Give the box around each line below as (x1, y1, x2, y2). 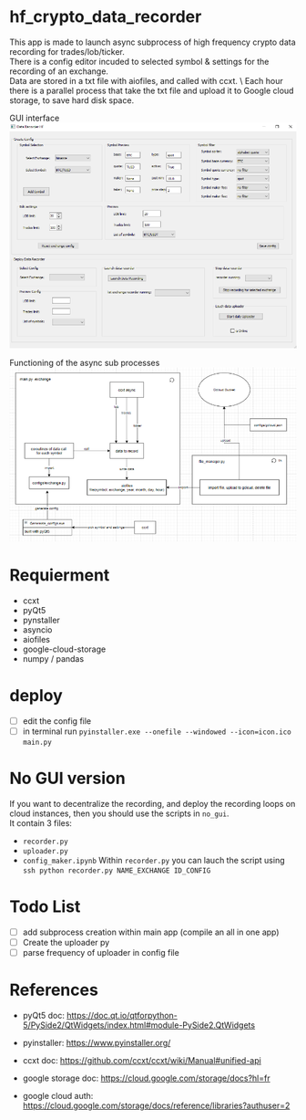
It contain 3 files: (9, 817, 73, 828)
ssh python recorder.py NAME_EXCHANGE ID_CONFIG (22, 865, 211, 875)
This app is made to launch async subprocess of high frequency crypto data (9, 37, 296, 47)
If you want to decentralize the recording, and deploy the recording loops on (9, 798, 296, 809)
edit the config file (22, 715, 92, 727)
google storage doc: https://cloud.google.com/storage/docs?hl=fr (22, 1073, 270, 1083)
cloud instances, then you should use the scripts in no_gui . (9, 808, 229, 819)
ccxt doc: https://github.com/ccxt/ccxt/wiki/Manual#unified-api (22, 1054, 261, 1065)
